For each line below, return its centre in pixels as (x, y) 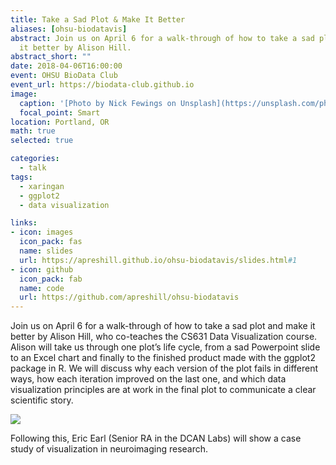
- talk (33, 168)
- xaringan (42, 186)
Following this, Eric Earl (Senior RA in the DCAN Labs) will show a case (156, 438)
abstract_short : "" (51, 57)
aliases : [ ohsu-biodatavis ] (69, 29)
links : (24, 223)
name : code (42, 288)
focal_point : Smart (60, 112)
